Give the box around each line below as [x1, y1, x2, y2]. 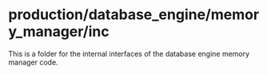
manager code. [8, 57, 58, 67]
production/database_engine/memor [8, 6, 260, 24]
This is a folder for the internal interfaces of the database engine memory [8, 49, 250, 58]
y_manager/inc [8, 22, 110, 41]
